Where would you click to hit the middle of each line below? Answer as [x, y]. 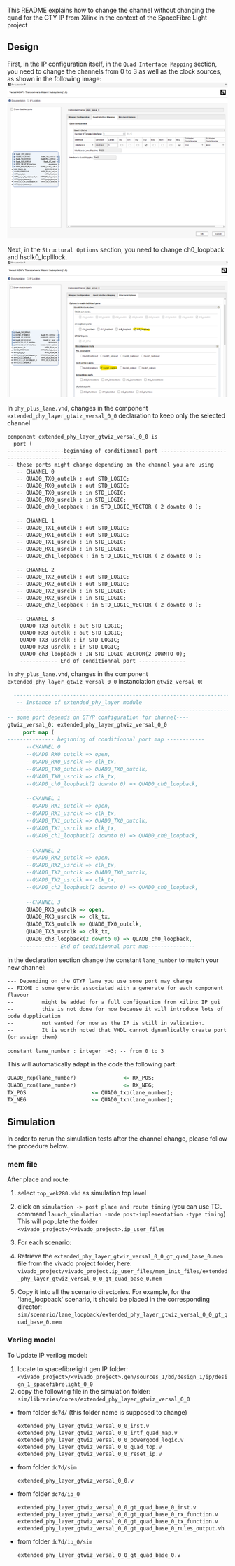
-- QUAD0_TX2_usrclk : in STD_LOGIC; [72, 591]
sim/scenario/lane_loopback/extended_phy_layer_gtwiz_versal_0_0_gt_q [122, 1315]
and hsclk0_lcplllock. [37, 257]
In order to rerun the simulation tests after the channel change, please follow [117, 1139]
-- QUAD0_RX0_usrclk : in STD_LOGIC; [72, 500]
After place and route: [39, 1179]
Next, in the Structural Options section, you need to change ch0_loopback [116, 249]
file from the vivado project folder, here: [74, 1263]
